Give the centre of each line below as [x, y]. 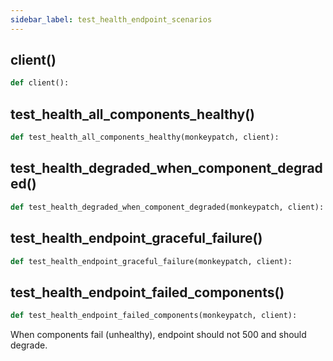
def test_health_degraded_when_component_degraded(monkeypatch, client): [167, 207]
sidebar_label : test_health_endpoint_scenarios [111, 19]
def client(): [40, 83]
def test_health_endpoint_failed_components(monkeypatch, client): [154, 316]
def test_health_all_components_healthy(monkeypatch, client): [145, 137]
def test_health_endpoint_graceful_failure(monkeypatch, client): [151, 261]
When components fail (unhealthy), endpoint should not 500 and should [158, 335]
